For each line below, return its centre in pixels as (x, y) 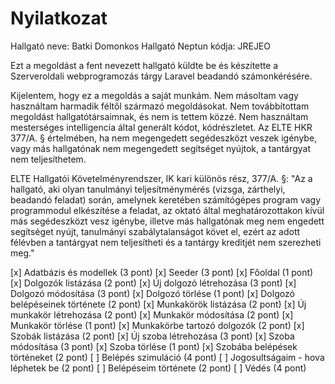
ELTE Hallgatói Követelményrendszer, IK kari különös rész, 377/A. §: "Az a (161, 178)
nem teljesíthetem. (48, 159)
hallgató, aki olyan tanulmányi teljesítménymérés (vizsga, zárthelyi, (148, 189)
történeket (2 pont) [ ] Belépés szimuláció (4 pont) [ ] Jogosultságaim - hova (167, 357)
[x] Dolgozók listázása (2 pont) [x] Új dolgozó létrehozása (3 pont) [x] (153, 283)
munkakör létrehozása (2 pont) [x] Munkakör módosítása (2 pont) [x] (152, 314)
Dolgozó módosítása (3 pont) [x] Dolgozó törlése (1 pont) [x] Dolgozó (152, 293)
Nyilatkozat (59, 18)
